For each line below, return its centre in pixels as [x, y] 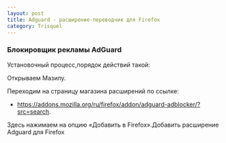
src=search [33, 111]
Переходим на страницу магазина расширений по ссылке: [93, 91]
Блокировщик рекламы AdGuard [65, 50]
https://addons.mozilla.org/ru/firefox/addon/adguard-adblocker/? [109, 104]
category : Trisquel [35, 26]
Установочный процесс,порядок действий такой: [79, 65]
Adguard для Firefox [36, 132]
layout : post [26, 13]
